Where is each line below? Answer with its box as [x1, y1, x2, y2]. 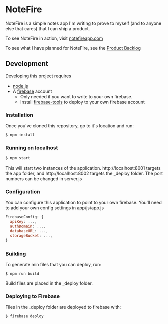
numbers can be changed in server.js [5, 176, 82, 182]
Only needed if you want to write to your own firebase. [20, 93, 133, 99]
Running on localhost [5, 144, 58, 151]
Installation [5, 111, 34, 118]
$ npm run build [5, 271, 39, 276]
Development [5, 59, 49, 68]
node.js [12, 83, 29, 89]
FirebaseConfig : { [5, 215, 44, 220]
